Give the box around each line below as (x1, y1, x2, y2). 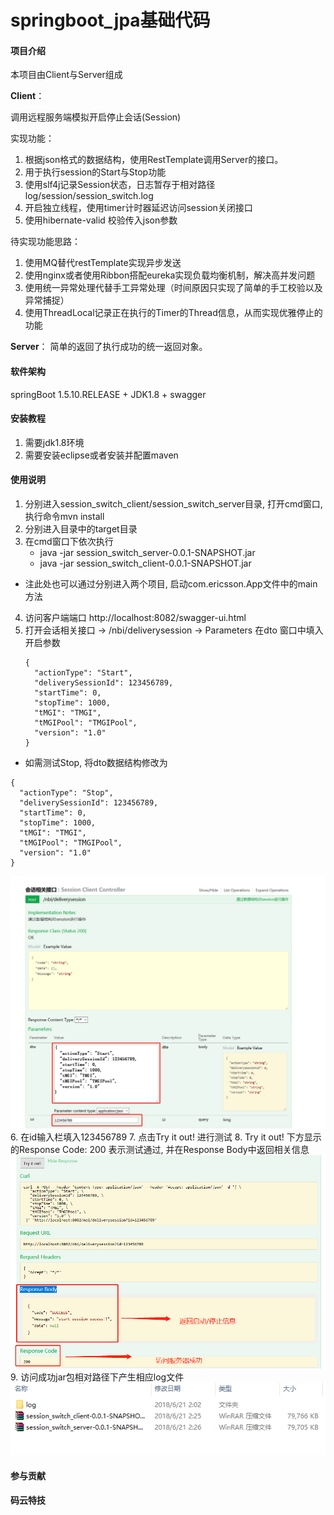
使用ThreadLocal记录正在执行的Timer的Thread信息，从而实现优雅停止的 (24, 307, 323, 319)
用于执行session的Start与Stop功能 (24, 166, 167, 178)
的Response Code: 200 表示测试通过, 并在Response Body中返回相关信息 (10, 1144, 310, 1156)
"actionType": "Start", (34, 668, 133, 678)
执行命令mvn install (24, 511, 105, 522)
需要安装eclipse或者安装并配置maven (24, 449, 179, 461)
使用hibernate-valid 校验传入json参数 (24, 214, 178, 226)
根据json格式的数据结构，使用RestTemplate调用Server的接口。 (24, 154, 284, 166)
